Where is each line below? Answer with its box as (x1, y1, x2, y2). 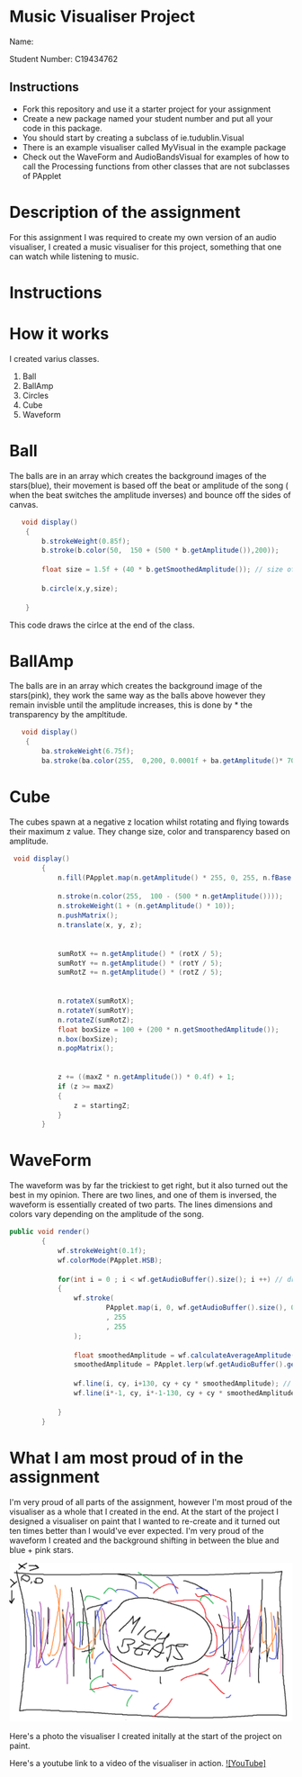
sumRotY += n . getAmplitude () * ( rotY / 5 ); (57, 959, 223, 968)
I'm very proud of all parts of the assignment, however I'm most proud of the (9, 1496, 293, 1507)
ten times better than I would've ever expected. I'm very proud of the (9, 1525, 264, 1536)
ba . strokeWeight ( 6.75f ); (41, 747, 135, 756)
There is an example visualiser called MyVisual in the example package (22, 141, 287, 152)
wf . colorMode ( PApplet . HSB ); (57, 1256, 164, 1265)
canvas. (9, 499, 39, 510)
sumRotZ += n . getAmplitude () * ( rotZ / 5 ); (57, 968, 223, 978)
